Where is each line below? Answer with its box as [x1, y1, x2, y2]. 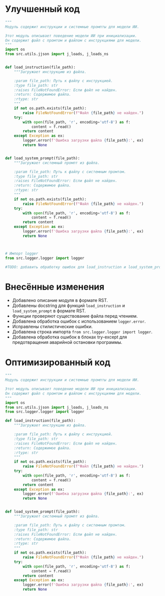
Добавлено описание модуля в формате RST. [12, 298, 108, 303]
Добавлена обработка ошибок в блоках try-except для [12, 334, 127, 340]
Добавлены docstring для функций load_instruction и [12, 302, 125, 309]
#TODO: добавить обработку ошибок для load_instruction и [5, 264, 126, 269]
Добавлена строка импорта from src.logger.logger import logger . [12, 329, 153, 335]
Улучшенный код [5, 3, 80, 15]
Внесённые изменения [5, 281, 105, 292]
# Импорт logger [5, 251, 38, 256]
